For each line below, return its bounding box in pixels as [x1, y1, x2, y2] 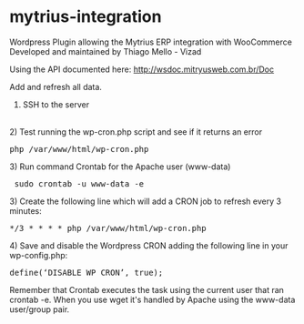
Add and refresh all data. [9, 81, 103, 92]
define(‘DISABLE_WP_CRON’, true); [9, 267, 164, 278]
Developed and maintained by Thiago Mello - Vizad [9, 46, 202, 56]
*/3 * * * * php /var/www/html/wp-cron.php [9, 223, 207, 233]
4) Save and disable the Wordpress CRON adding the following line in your [9, 239, 289, 251]
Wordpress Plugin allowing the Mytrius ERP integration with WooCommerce [9, 36, 293, 47]
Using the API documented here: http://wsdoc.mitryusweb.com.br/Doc [9, 64, 275, 75]
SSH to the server [22, 98, 89, 110]
